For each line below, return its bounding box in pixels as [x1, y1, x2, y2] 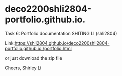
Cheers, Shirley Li [5, 65, 41, 71]
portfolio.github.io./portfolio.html [5, 45, 72, 51]
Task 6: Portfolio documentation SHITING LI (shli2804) [5, 30, 117, 36]
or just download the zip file [5, 55, 62, 61]
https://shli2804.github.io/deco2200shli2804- [14, 40, 110, 46]
